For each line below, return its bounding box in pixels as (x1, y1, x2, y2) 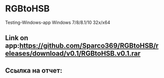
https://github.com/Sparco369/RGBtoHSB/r (19, 42, 159, 50)
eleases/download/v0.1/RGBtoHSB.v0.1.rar (5, 49, 141, 58)
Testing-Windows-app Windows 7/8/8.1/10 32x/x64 (5, 19, 110, 25)
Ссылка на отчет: (5, 66, 63, 75)
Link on (5, 34, 28, 42)
